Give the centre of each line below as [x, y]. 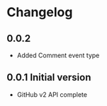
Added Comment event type [58, 55]
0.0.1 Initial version [49, 77]
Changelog [40, 12]
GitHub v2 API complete [52, 94]
